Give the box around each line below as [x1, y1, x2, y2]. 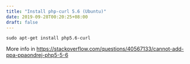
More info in [6, 45, 35, 52]
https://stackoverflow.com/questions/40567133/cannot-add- [36, 45, 184, 52]
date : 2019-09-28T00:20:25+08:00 [6, 14, 88, 20]
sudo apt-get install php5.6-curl [6, 35, 91, 41]
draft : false [6, 19, 38, 25]
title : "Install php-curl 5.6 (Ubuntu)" [6, 8, 107, 15]
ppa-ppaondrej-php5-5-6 [6, 52, 69, 59]
